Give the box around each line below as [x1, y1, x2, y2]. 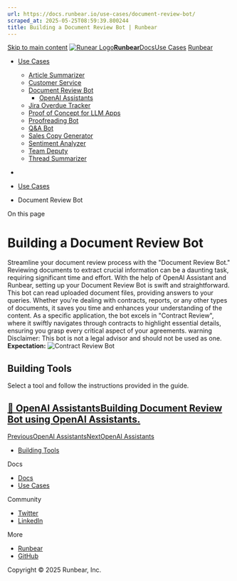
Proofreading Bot [28, 116, 79, 125]
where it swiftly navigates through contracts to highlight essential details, [7, 319, 222, 328]
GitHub [17, 551, 39, 560]
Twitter [17, 508, 39, 517]
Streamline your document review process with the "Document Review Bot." [7, 258, 231, 267]
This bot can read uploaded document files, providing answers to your [7, 288, 214, 297]
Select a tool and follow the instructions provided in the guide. [7, 381, 189, 390]
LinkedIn [17, 516, 43, 525]
